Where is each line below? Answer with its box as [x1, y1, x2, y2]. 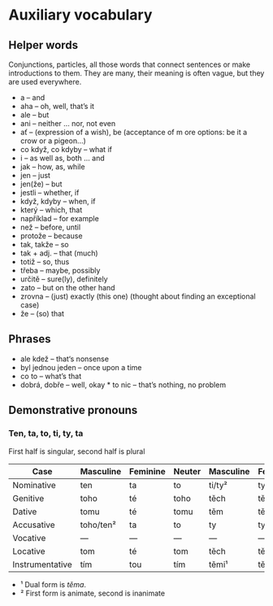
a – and [19, 93, 45, 102]
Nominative [12, 479, 57, 490]
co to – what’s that [19, 371, 82, 381]
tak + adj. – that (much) [19, 248, 99, 258]
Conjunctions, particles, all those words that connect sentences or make [8, 59, 250, 69]
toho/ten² [80, 519, 116, 530]
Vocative [12, 532, 46, 543]
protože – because [19, 231, 83, 241]
